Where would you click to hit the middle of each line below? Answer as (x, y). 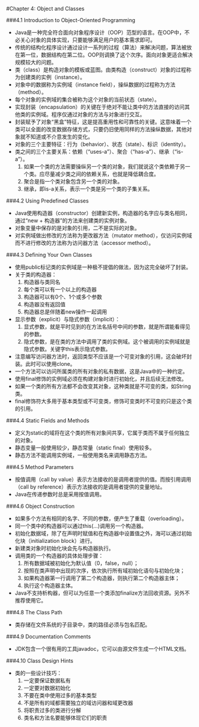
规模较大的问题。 (36, 62)
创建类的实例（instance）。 (53, 77)
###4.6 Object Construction (40, 506)
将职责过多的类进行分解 (52, 710)
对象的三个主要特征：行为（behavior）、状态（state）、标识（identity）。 (102, 144)
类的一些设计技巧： (38, 673)
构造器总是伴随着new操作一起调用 (65, 312)
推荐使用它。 (30, 600)
